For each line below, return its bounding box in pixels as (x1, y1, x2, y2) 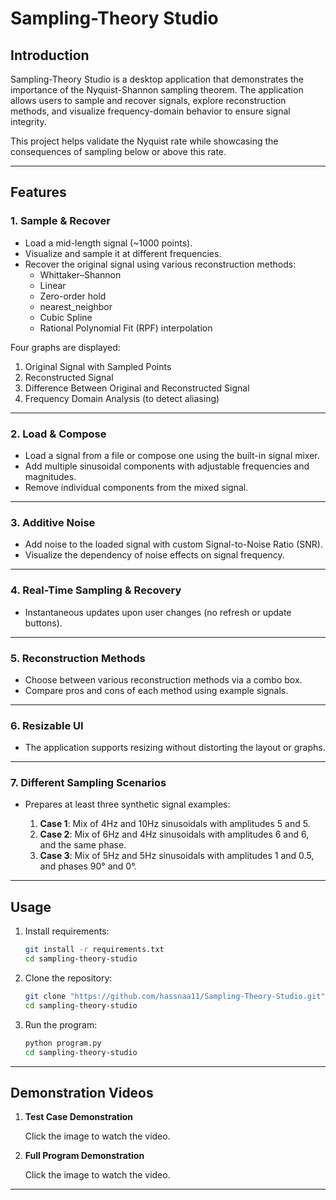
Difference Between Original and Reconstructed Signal (24, 382, 250, 394)
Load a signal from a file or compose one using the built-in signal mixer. (24, 449, 320, 461)
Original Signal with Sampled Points (24, 360, 172, 372)
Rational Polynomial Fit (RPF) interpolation (39, 322, 213, 334)
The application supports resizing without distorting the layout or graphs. (24, 742, 326, 754)
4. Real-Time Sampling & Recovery (10, 583, 182, 597)
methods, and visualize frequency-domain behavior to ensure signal (10, 105, 291, 117)
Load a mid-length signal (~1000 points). (24, 237, 193, 249)
